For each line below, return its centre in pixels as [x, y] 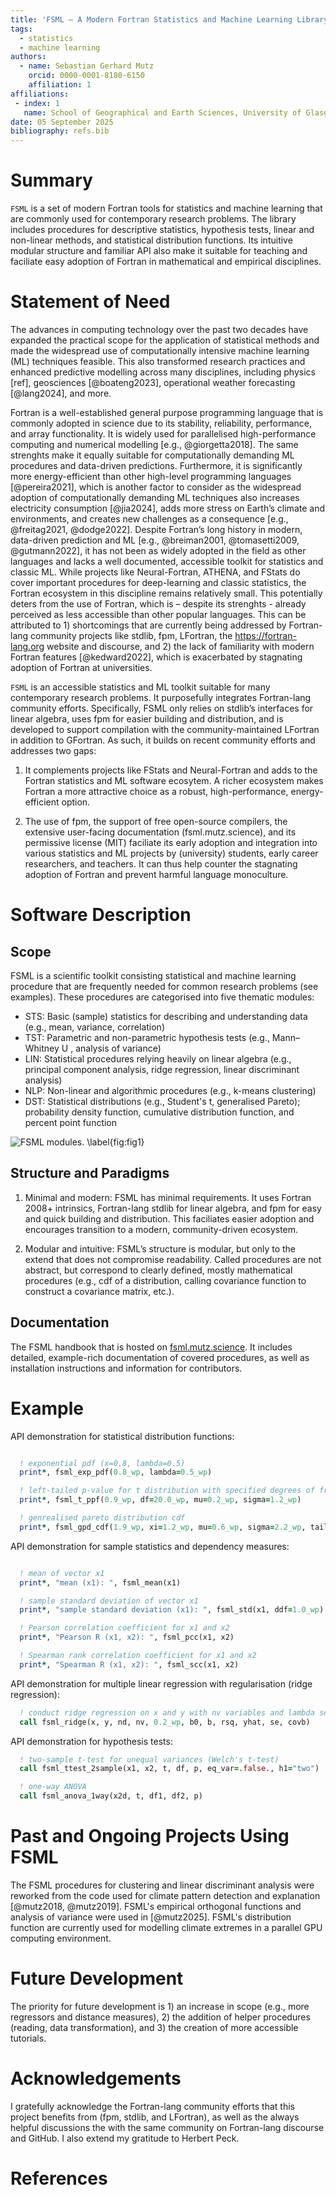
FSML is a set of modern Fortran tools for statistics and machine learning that [166, 208]
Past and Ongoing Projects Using [150, 1836]
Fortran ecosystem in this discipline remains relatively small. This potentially [166, 593]
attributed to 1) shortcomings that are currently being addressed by [148, 625]
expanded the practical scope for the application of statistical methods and [165, 340]
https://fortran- [265, 635]
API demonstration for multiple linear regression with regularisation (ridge [161, 1683]
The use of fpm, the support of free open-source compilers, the [156, 821]
